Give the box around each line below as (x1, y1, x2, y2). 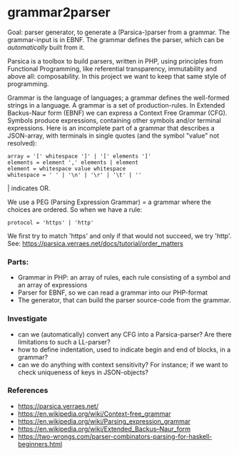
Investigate (7, 314, 48, 324)
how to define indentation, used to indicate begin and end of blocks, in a (17, 345, 231, 354)
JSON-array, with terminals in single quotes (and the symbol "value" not (7, 131, 220, 140)
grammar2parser (7, 4, 111, 21)
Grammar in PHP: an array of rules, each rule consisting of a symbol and (17, 273, 230, 282)
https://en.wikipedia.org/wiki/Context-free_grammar (17, 409, 171, 418)
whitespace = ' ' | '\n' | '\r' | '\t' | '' (7, 171, 142, 178)
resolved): (7, 138, 37, 147)
